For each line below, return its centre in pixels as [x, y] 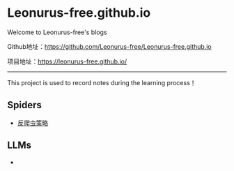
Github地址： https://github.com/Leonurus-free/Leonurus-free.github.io [109, 46]
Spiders [24, 105]
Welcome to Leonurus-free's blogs [57, 32]
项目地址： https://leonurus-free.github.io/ [67, 61]
